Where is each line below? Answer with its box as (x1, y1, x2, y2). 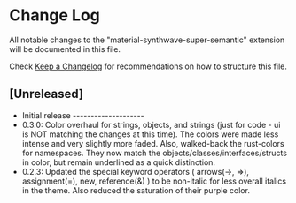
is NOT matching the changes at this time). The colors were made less (21, 129, 279, 139)
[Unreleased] (9, 86, 84, 101)
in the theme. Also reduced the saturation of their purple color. (21, 184, 251, 195)
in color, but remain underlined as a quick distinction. (21, 156, 215, 168)
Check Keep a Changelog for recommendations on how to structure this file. (9, 61, 288, 71)
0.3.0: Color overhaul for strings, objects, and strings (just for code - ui (21, 119, 281, 130)
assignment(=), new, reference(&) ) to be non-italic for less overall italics (21, 176, 286, 186)
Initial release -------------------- (21, 109, 144, 120)
